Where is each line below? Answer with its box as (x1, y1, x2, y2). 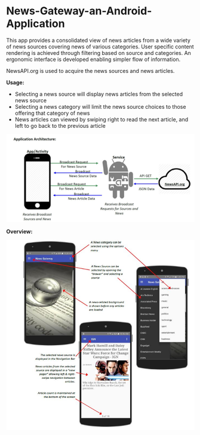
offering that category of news (14, 109, 91, 117)
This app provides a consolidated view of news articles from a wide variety (6, 36, 191, 44)
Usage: (6, 79, 25, 86)
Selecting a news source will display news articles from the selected (14, 90, 183, 97)
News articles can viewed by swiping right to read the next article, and (14, 115, 189, 123)
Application (6, 17, 65, 30)
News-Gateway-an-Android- (6, 4, 152, 18)
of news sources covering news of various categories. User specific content (6, 43, 194, 50)
